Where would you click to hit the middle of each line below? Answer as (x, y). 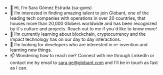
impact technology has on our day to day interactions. (65, 39)
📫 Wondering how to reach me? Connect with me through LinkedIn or (82, 55)
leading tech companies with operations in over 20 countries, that (78, 18)
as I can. (18, 68)
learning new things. (31, 50)
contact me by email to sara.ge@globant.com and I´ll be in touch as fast (84, 63)
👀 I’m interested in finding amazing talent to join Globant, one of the (79, 13)
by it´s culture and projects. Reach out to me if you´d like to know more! (83, 29)
